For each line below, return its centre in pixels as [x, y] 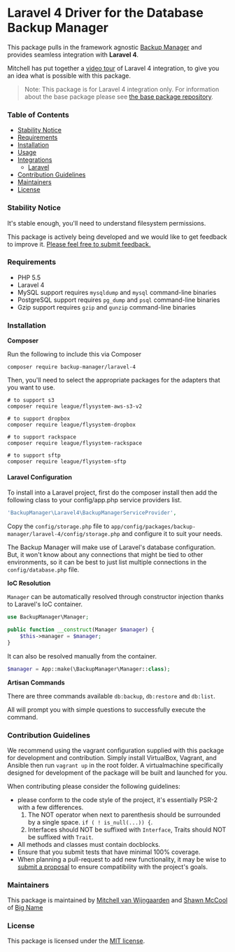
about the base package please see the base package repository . [119, 97]
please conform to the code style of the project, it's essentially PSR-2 [117, 799]
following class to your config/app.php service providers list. [94, 500]
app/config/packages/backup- [153, 527]
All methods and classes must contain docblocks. [89, 844]
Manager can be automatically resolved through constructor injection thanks [115, 597]
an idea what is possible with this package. [69, 76]
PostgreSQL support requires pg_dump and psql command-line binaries [119, 300]
